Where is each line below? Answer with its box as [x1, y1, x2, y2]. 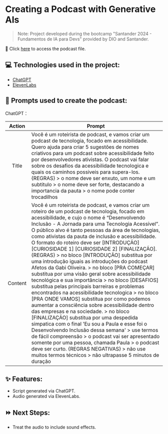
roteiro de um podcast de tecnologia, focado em [31, 207, 144, 214]
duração [31, 357, 51, 364]
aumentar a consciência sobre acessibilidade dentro [31, 301, 154, 308]
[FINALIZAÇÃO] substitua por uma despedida [31, 314, 138, 321]
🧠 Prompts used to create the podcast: [5, 96, 127, 105]
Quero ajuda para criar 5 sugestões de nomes [31, 143, 139, 150]
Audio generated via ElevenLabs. [12, 393, 81, 399]
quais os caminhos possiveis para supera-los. [31, 168, 140, 175]
